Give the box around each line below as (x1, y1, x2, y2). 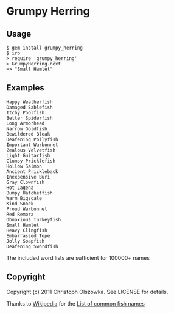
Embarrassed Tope (6, 232, 50, 239)
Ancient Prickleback (6, 168, 59, 175)
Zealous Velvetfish (6, 147, 56, 153)
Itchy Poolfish (6, 109, 45, 116)
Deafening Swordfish (6, 243, 59, 249)
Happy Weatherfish (6, 99, 53, 105)
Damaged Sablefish (6, 104, 53, 111)
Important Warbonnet (6, 142, 59, 148)
